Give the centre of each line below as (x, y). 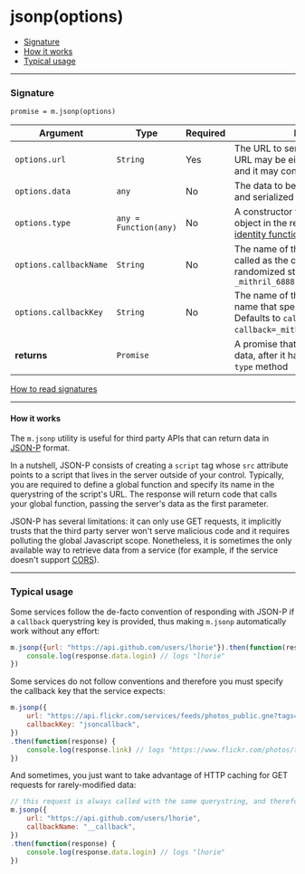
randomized (260, 271)
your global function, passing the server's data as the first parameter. (140, 504)
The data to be (266, 185)
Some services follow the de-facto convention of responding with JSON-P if (152, 612)
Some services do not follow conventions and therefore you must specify (147, 681)
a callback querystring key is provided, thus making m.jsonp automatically (148, 621)
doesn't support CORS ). (55, 560)
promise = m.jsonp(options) (63, 112)
